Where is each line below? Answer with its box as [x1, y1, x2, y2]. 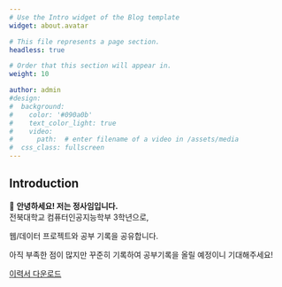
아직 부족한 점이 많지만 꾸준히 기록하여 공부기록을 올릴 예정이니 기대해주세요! [9, 249, 274, 260]
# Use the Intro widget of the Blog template [9, 12, 179, 22]
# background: [9, 102, 65, 111]
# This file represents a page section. [9, 37, 161, 46]
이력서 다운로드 [9, 268, 62, 279]
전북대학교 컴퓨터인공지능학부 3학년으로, [9, 212, 149, 222]
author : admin [9, 86, 62, 95]
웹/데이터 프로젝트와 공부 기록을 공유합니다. [9, 230, 159, 241]
